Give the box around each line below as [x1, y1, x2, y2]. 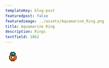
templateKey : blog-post [5, 8, 55, 13]
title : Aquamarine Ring [5, 24, 55, 29]
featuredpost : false [5, 13, 49, 18]
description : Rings [5, 29, 46, 34]
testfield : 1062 [5, 34, 39, 39]
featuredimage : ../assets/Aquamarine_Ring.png [5, 18, 104, 23]
